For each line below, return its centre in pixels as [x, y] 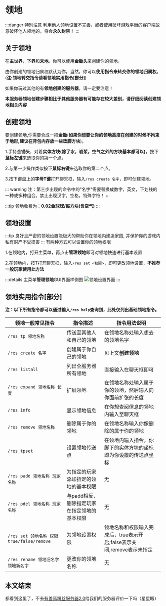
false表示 [121, 542]
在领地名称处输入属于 [129, 383]
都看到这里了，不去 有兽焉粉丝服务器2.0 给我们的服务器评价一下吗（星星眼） [82, 598]
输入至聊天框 [124, 415]
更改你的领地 [82, 559]
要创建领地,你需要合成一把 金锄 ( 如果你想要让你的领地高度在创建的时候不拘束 [82, 135]
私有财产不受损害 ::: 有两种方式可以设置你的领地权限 [58, 242]
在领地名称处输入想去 [129, 333]
